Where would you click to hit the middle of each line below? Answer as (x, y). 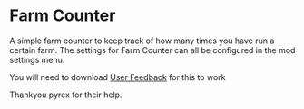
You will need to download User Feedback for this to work (118, 77)
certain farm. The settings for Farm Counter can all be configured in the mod (152, 50)
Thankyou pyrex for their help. (66, 95)
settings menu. (37, 59)
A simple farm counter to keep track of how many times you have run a (142, 41)
